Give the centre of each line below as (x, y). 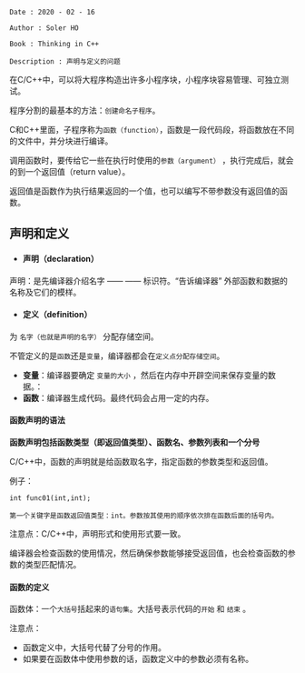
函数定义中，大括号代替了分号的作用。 (94, 648)
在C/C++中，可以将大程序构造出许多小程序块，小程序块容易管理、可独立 (145, 80)
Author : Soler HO (44, 28)
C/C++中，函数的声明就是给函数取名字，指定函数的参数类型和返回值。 (142, 462)
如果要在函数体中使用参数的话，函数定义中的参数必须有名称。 (138, 659)
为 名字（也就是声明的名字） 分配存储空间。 (84, 336)
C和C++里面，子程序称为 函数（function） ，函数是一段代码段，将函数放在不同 (152, 130)
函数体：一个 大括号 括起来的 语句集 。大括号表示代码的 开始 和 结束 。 (130, 609)
